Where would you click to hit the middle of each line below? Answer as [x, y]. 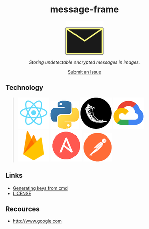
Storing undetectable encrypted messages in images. [85, 62]
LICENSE [22, 193]
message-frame [85, 9]
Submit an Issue [85, 72]
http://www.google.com [37, 221]
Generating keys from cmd [40, 188]
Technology [24, 88]
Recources [23, 209]
